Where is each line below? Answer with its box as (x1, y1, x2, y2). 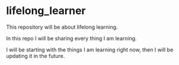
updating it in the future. (6, 52, 65, 59)
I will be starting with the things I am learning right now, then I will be (6, 46, 174, 53)
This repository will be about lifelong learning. (6, 23, 118, 30)
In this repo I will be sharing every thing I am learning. (6, 35, 138, 42)
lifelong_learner (6, 4, 86, 18)
